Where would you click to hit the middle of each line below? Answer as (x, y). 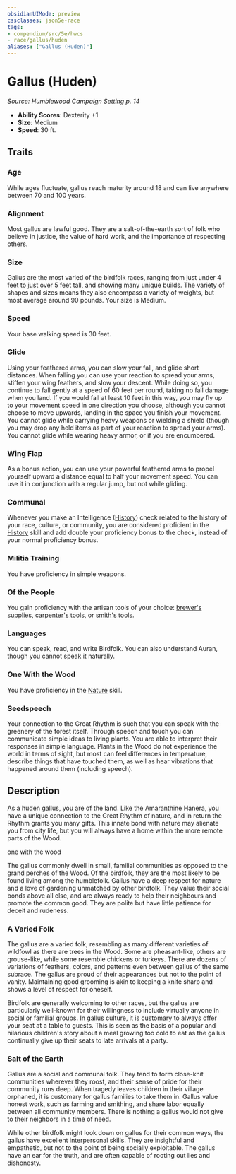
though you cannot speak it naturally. (61, 656)
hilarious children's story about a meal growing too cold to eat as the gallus (116, 1033)
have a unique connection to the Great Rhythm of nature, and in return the (114, 815)
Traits (20, 152)
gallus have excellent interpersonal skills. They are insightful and (101, 1140)
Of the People (31, 592)
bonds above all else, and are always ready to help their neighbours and (112, 896)
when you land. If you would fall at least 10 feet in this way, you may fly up (115, 397)
